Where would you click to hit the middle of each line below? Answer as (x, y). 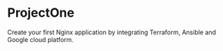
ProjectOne (41, 13)
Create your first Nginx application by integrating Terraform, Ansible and (111, 32)
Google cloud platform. (40, 39)
